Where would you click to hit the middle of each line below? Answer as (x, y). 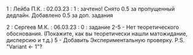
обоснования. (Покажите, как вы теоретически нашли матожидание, (97, 34)
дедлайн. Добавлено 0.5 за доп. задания (60, 15)
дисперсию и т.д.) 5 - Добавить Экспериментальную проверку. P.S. (96, 40)
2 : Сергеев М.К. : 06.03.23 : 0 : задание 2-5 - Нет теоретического (93, 27)
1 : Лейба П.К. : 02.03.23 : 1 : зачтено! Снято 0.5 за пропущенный (91, 9)
